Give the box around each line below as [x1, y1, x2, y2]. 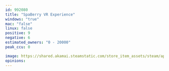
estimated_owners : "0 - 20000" [5, 40, 71, 45]
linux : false [5, 26, 33, 31]
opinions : [5, 58, 26, 63]
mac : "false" [5, 21, 33, 26]
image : [5, 53, 19, 58]
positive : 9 [5, 30, 30, 35]
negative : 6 [5, 35, 30, 40]
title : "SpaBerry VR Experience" [5, 12, 75, 17]
